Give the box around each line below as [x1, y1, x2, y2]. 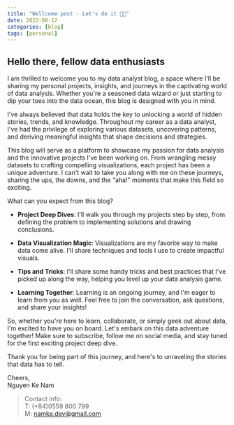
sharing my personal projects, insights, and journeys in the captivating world [7, 82, 227, 90]
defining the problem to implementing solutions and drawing [17, 218, 191, 226]
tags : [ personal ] [7, 29, 58, 37]
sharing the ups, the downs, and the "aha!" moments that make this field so [7, 176, 224, 184]
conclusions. [17, 225, 54, 234]
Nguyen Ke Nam [7, 381, 54, 389]
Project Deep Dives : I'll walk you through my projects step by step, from [17, 211, 226, 219]
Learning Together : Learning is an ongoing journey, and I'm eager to [17, 288, 216, 297]
